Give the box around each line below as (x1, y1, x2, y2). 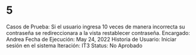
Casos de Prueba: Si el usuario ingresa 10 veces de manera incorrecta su (6, 23, 185, 30)
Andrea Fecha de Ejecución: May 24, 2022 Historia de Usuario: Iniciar (6, 35, 177, 43)
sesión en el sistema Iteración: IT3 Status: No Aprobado (6, 42, 143, 49)
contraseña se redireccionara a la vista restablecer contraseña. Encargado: (6, 29, 190, 36)
